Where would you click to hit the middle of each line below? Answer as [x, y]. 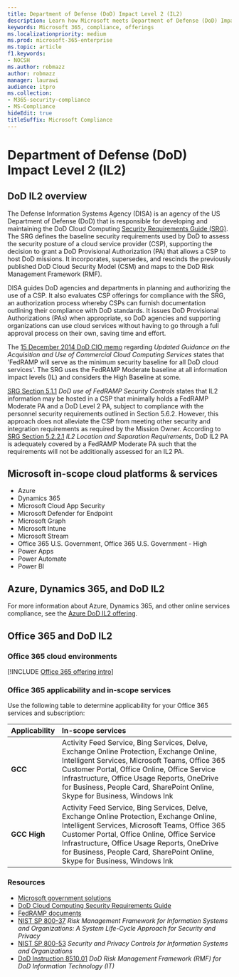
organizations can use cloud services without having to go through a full [113, 325]
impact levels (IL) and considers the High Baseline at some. [94, 377]
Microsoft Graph [42, 521]
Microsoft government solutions [64, 898]
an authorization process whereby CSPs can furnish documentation [107, 302]
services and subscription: [46, 713]
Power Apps [36, 551]
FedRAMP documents [49, 913]
